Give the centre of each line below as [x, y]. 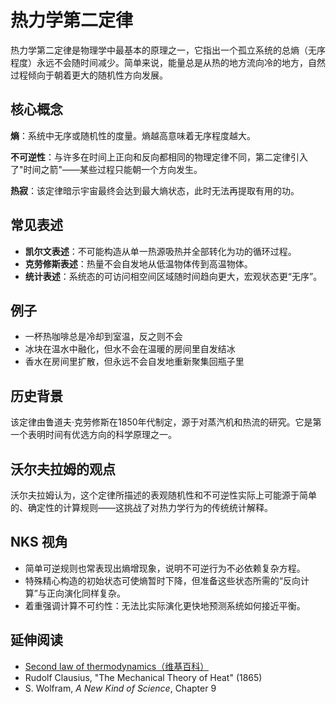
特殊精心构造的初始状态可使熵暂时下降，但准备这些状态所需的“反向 [162, 580]
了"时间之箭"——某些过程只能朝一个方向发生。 [106, 169]
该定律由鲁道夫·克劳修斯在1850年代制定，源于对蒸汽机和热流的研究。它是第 [166, 422]
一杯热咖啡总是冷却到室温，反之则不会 [103, 337]
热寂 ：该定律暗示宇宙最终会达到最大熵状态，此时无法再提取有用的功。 [155, 190]
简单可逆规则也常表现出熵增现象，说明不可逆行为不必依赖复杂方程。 [165, 568]
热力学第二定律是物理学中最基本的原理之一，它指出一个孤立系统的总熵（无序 [168, 50]
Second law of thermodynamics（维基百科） [117, 666]
